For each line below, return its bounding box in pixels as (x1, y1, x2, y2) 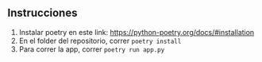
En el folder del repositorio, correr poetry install (18, 36, 182, 45)
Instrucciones (7, 6, 78, 20)
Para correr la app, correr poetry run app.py (18, 44, 165, 54)
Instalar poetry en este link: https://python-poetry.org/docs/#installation (18, 27, 255, 37)
